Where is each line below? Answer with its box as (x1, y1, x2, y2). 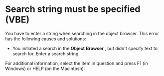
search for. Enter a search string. (12, 51, 80, 57)
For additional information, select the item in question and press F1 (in (5, 60, 148, 66)
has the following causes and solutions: (5, 36, 86, 42)
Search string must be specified (5, 3, 141, 15)
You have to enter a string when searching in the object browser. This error (5, 30, 160, 36)
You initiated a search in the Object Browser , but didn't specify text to (12, 45, 158, 51)
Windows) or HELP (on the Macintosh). (5, 66, 85, 72)
